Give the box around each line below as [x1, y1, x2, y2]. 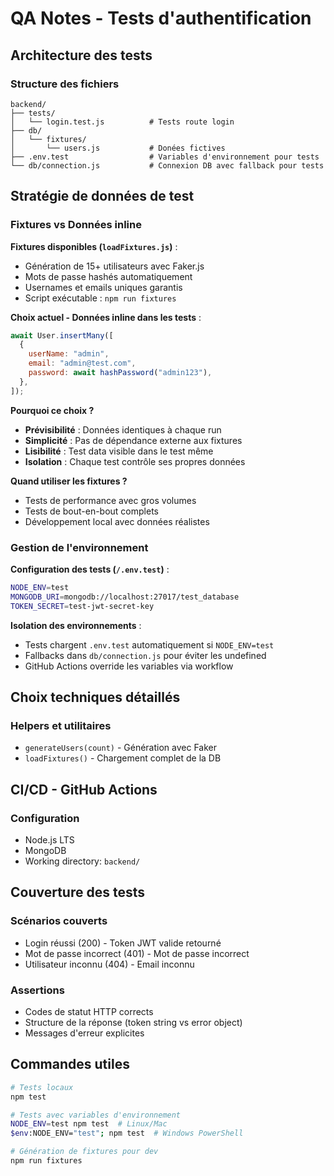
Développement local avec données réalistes [24, 515, 210, 527]
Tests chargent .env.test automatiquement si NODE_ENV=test [24, 638, 275, 651]
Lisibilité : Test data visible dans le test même [24, 445, 214, 457]
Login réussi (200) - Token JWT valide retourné [24, 937, 222, 949]
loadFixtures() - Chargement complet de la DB [24, 752, 222, 764]
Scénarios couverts [10, 914, 108, 928]
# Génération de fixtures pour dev [10, 1147, 159, 1157]
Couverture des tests [10, 884, 145, 901]
